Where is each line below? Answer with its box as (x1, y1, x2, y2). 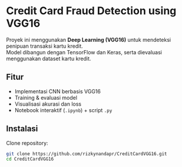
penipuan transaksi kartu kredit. (6, 42, 84, 50)
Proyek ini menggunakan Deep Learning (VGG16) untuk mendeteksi (6, 36, 171, 43)
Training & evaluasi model (14, 94, 78, 101)
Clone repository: (6, 139, 48, 146)
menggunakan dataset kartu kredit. (6, 55, 91, 62)
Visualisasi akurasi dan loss (14, 100, 82, 107)
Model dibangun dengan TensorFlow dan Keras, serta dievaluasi (6, 48, 162, 55)
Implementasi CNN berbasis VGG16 (14, 87, 101, 95)
